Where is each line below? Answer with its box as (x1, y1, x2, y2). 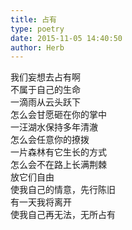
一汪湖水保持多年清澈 (10, 121, 98, 133)
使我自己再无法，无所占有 (10, 209, 116, 221)
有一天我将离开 (10, 196, 72, 208)
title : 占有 (10, 14, 57, 25)
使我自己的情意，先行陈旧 (10, 184, 116, 196)
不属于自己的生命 (10, 84, 81, 96)
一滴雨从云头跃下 (10, 96, 81, 108)
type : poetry (10, 24, 65, 34)
